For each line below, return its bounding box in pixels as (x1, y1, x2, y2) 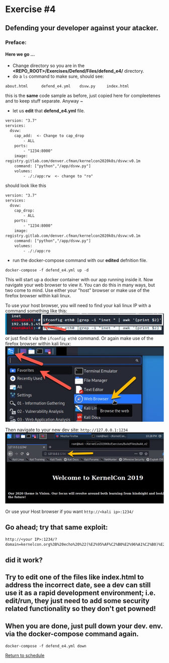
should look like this (5, 182, 46, 188)
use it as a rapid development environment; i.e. (5, 589, 156, 597)
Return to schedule (5, 652, 45, 658)
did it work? (5, 555, 43, 564)
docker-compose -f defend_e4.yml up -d (5, 268, 89, 273)
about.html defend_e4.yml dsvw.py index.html (5, 83, 129, 89)
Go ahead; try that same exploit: (5, 523, 108, 531)
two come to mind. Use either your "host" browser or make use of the (5, 287, 150, 293)
